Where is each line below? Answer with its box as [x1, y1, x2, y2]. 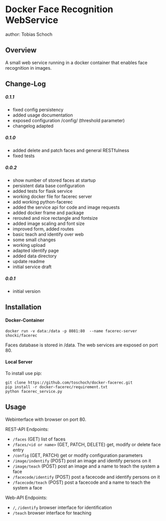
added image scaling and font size [12, 220, 85, 227]
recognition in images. [5, 65, 52, 71]
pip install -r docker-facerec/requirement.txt [5, 384, 108, 390]
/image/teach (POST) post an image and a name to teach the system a [12, 463, 160, 469]
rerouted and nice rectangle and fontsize [12, 215, 98, 221]
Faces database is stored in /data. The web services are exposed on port [5, 342, 158, 348]
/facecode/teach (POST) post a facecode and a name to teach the [12, 479, 151, 485]
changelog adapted [12, 123, 54, 129]
